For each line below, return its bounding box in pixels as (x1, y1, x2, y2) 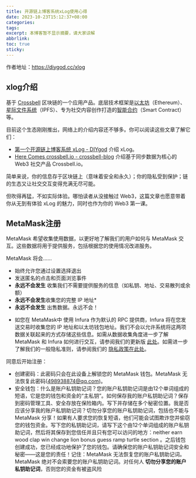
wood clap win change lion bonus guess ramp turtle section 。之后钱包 (14, 436, 186, 443)
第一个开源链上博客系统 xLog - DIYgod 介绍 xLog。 (14, 146, 137, 153)
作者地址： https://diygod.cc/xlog (6, 63, 85, 70)
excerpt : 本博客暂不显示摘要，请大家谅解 (6, 30, 95, 36)
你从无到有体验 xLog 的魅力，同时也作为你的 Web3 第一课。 (6, 200, 151, 207)
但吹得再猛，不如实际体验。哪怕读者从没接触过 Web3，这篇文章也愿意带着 (6, 192, 186, 200)
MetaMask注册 (6, 218, 61, 228)
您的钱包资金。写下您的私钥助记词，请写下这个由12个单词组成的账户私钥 (14, 422, 190, 429)
